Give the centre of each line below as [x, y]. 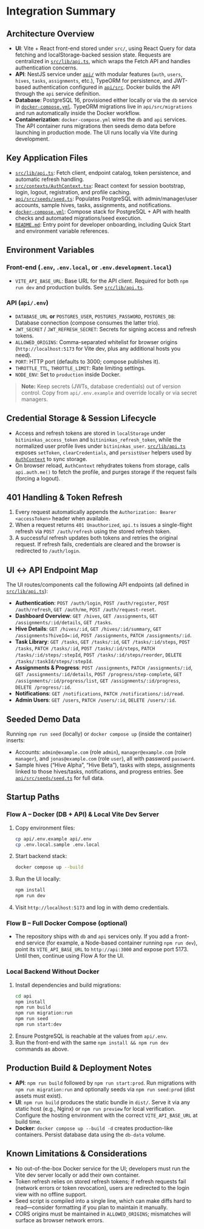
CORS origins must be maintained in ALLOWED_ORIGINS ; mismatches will [103, 1214]
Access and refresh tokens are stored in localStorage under [90, 433]
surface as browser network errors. [59, 1220]
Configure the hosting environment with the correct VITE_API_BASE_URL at [106, 1115]
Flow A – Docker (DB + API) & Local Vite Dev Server [83, 814]
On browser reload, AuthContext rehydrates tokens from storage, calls [102, 465]
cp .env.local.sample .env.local [57, 845]
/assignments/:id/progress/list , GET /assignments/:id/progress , [98, 681]
